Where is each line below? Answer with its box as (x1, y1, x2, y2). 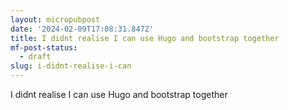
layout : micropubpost (10, 14, 101, 25)
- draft (19, 52, 52, 62)
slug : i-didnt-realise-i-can (10, 61, 132, 71)
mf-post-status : (10, 42, 78, 53)
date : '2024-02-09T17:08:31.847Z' (10, 24, 155, 34)
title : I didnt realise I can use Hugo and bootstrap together (10, 33, 280, 43)
